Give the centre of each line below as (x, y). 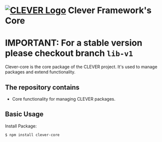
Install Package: (21, 126)
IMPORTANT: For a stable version (74, 43)
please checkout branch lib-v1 (69, 53)
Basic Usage (24, 114)
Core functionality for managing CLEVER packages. (64, 99)
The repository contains (42, 87)
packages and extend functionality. (40, 72)
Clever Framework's (110, 10)
